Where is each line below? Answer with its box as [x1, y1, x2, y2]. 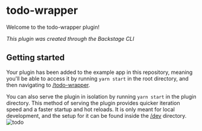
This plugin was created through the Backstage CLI [6, 35, 134, 42]
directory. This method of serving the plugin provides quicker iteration [6, 99, 180, 106]
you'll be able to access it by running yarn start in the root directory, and [6, 75, 189, 82]
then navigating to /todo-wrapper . [6, 81, 90, 88]
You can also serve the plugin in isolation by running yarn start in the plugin [6, 93, 197, 100]
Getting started [6, 52, 65, 63]
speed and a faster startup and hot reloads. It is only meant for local [6, 106, 175, 113]
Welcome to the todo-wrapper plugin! [6, 23, 99, 31]
